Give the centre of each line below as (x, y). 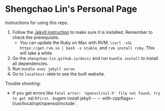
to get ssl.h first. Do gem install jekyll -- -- (57, 98)
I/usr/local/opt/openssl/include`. (45, 103)
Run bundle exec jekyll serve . (44, 69)
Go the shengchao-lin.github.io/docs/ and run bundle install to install (85, 58)
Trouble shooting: (23, 83)
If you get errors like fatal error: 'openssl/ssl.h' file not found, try (86, 93)
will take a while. (36, 53)
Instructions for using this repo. (37, 23)
